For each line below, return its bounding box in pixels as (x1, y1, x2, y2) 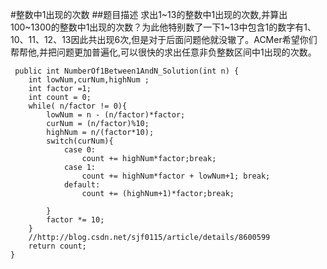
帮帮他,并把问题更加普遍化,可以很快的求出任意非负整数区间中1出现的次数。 (10, 46, 317, 58)
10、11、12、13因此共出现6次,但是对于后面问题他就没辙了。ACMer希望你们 (10, 34, 318, 45)
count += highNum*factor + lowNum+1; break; (81, 171, 271, 181)
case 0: (63, 145, 97, 155)
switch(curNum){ (46, 136, 114, 146)
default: (63, 180, 101, 190)
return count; (28, 241, 87, 251)
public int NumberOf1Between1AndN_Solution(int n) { (14, 66, 240, 76)
